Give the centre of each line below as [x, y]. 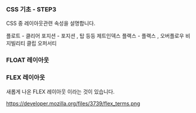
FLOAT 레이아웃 [28, 60]
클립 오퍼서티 [42, 43]
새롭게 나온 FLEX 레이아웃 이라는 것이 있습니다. [61, 91]
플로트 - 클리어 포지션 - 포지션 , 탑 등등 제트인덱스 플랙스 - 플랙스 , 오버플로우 [95, 36]
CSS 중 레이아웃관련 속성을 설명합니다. [51, 23]
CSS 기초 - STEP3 [31, 9]
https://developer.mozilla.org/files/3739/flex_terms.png [73, 103]
